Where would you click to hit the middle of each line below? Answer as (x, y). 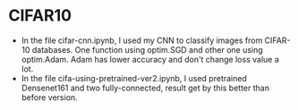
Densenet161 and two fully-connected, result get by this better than (145, 88)
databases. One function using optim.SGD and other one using (147, 49)
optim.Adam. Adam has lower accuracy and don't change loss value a (150, 59)
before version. (49, 97)
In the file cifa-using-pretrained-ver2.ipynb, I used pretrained (134, 78)
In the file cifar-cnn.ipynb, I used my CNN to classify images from (142, 40)
